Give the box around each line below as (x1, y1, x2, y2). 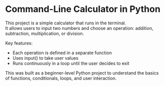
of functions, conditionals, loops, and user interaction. (5, 75, 117, 81)
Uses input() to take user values (12, 55, 79, 61)
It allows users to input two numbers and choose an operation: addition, (5, 25, 153, 31)
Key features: (5, 40, 33, 46)
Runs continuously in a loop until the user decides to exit (12, 60, 129, 66)
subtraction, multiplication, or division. (5, 30, 84, 36)
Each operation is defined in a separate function (12, 50, 112, 56)
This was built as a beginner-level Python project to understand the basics (5, 70, 159, 76)
